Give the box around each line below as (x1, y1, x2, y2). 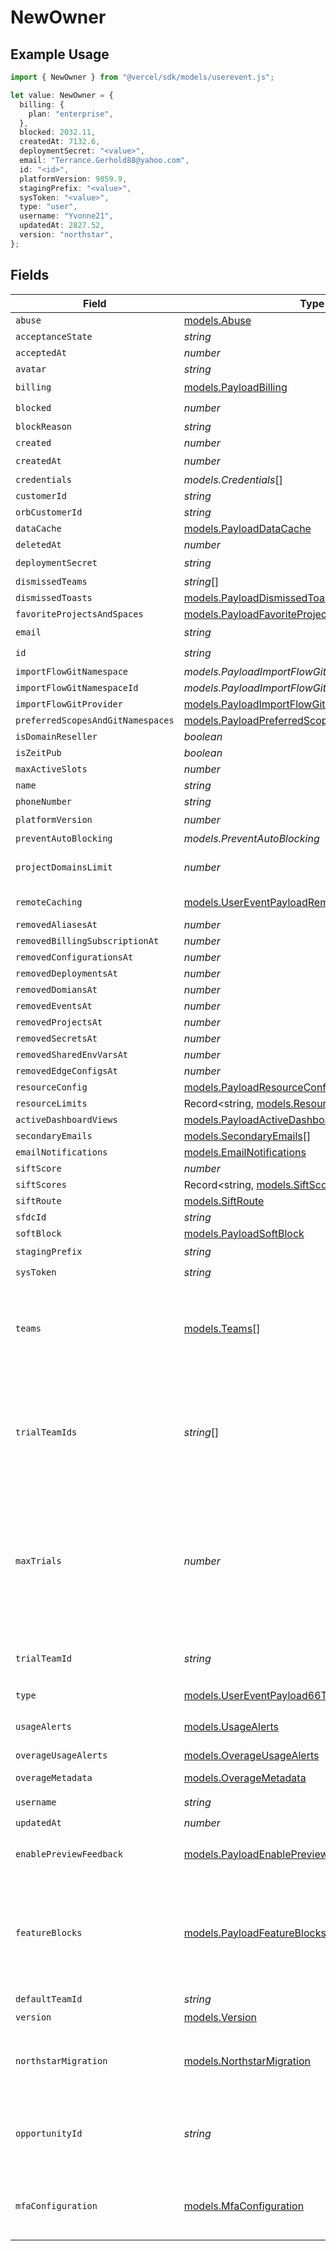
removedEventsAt (15, 1000, 93, 1011)
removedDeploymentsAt (15, 967, 118, 979)
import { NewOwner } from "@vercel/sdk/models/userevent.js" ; (10, 72, 275, 82)
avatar (15, 363, 47, 375)
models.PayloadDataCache (183, 521, 312, 535)
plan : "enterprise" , (28, 109, 114, 119)
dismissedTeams (15, 576, 88, 587)
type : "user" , (19, 202, 78, 212)
